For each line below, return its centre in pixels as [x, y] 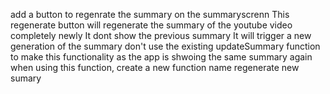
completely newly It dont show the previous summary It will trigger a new [161, 35]
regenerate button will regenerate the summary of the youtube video [151, 25]
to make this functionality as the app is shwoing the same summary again [161, 57]
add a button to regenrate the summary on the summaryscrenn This [150, 14]
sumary [26, 78]
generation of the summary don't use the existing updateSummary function [165, 46]
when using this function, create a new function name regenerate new [155, 67]
